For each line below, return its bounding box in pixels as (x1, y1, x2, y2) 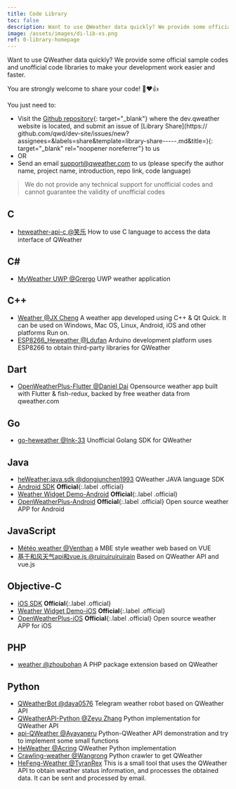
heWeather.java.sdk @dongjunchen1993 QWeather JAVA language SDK (17, 475, 225, 483)
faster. (7, 71, 26, 79)
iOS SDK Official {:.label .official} (17, 599, 112, 607)
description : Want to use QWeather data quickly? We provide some (7, 23, 206, 30)
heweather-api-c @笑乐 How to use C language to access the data (17, 227, 211, 236)
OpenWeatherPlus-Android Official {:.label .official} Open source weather (17, 498, 229, 505)
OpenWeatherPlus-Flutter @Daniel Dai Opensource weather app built (17, 382, 218, 390)
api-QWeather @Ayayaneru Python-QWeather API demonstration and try (17, 729, 228, 738)
